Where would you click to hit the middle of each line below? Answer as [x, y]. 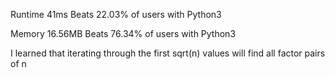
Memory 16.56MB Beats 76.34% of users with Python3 [123, 33]
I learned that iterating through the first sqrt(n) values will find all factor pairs [168, 53]
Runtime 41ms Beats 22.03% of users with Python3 [116, 14]
